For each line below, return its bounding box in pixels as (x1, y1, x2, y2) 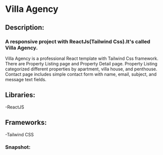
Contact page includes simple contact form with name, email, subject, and (5, 71, 157, 77)
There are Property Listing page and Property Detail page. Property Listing (5, 60, 158, 66)
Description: (5, 23, 45, 32)
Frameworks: (5, 118, 47, 127)
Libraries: (5, 91, 36, 100)
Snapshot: (5, 144, 31, 151)
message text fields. (5, 76, 47, 82)
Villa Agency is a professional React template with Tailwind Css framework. (5, 55, 159, 61)
